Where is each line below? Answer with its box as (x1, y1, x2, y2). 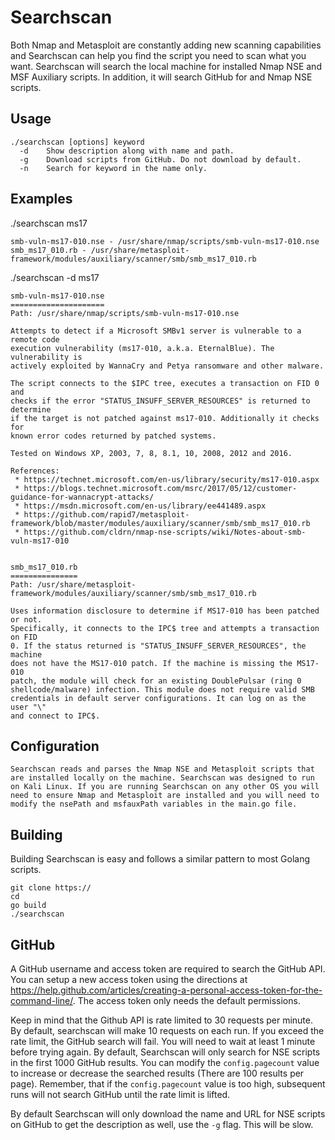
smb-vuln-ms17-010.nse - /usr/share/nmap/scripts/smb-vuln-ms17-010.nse (10, 236, 320, 246)
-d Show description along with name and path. (19, 146, 235, 156)
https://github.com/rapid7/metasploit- (23, 509, 190, 520)
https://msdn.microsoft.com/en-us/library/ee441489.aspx (23, 501, 267, 511)
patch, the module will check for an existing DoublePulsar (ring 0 (10, 676, 302, 686)
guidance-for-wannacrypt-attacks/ (10, 492, 155, 502)
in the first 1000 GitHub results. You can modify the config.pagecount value (10, 1057, 320, 1068)
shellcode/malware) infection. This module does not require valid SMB (10, 684, 315, 695)
